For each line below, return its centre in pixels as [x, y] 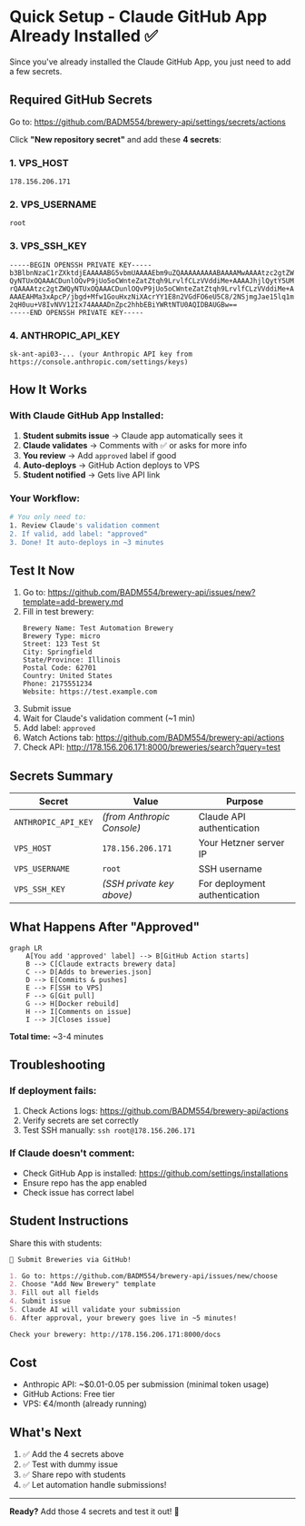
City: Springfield [57, 652]
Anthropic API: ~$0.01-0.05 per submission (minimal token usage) [146, 1384]
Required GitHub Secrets [81, 100]
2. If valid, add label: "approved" [79, 534]
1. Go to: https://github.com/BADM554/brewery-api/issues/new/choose [144, 1276]
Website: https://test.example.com [90, 692]
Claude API [222, 817]
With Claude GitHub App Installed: [87, 416]
